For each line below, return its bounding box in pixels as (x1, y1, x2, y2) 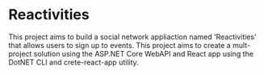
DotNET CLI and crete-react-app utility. (8, 57, 139, 67)
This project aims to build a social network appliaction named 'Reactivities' (8, 32, 257, 41)
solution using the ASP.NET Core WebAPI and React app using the (33, 49, 254, 58)
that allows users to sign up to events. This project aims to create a (8, 40, 232, 49)
